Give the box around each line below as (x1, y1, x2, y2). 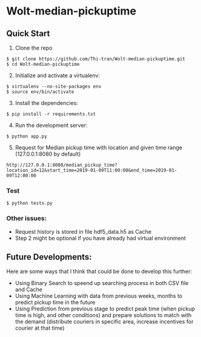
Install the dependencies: (15, 100, 79, 106)
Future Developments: (6, 252, 92, 262)
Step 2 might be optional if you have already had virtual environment (15, 234, 186, 242)
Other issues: (6, 214, 47, 223)
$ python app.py (6, 133, 47, 140)
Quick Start (6, 28, 50, 39)
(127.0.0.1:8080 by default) (15, 150, 81, 158)
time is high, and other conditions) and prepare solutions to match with (15, 312, 192, 319)
